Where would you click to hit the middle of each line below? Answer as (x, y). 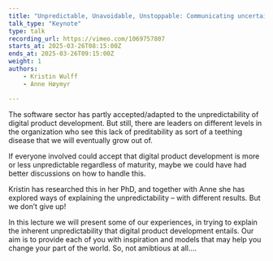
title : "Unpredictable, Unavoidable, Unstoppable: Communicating (121, 16)
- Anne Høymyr (47, 84)
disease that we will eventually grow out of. (80, 140)
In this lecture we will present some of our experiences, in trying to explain (133, 222)
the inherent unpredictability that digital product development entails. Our (131, 231)
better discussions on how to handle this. (77, 173)
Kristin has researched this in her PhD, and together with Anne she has (127, 189)
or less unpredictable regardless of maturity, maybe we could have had (128, 164)
